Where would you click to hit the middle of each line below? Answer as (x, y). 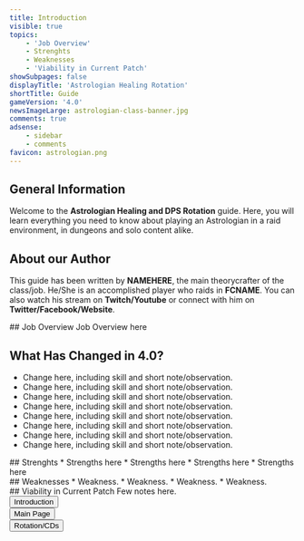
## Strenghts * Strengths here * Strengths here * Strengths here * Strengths (152, 462)
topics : (24, 34)
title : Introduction (49, 18)
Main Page (32, 514)
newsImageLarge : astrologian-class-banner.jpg (99, 111)
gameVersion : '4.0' (46, 102)
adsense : (26, 128)
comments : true (38, 119)
